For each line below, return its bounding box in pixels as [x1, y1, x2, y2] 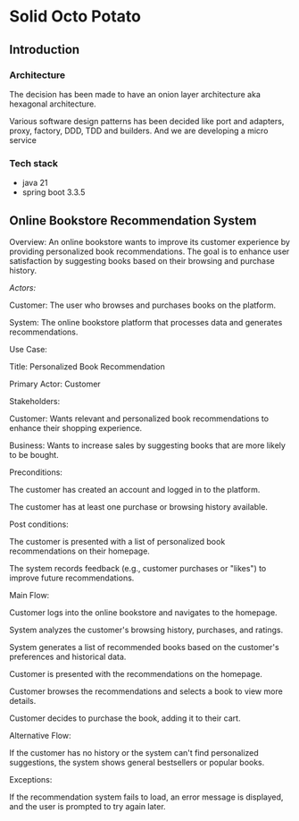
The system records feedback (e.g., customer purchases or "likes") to [9, 563, 267, 573]
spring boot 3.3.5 [21, 187, 86, 198]
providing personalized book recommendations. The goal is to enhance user [9, 246, 290, 257]
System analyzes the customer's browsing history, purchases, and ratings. [9, 624, 284, 635]
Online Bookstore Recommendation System [9, 213, 257, 228]
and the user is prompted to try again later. [9, 800, 167, 811]
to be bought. [9, 449, 60, 460]
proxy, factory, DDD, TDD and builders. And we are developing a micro [9, 125, 269, 136]
